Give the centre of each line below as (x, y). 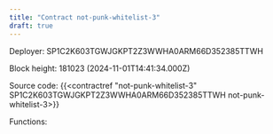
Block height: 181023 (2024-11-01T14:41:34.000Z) (100, 68)
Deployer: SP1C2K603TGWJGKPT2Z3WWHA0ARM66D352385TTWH (136, 51)
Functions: (28, 122)
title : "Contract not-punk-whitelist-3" (85, 17)
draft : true (31, 26)
